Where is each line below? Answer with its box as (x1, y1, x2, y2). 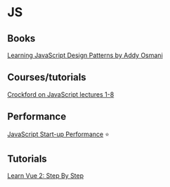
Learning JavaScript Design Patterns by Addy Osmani (7, 51, 163, 59)
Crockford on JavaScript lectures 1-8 (7, 90, 115, 99)
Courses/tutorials (7, 71, 86, 83)
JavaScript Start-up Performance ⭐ (7, 130, 110, 138)
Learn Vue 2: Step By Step (7, 171, 84, 180)
